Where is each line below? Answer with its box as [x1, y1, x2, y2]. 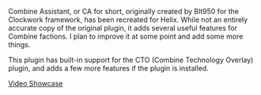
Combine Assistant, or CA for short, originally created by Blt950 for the [8, 7, 240, 16]
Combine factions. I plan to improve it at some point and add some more [8, 31, 244, 41]
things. [8, 40, 31, 49]
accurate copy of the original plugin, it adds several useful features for [8, 24, 237, 32]
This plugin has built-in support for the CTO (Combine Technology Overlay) [8, 55, 254, 64]
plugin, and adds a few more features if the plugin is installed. [8, 64, 210, 73]
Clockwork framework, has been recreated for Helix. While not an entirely [8, 15, 248, 24]
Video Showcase [8, 79, 63, 88]
